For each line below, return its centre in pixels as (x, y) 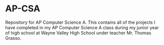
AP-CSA (23, 9)
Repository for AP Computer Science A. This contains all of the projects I (80, 22)
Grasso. (13, 38)
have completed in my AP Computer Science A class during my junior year (82, 27)
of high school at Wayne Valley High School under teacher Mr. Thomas (78, 33)
